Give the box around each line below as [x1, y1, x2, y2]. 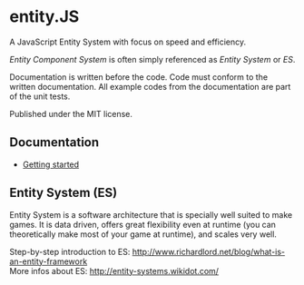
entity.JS [9, 6, 80, 27]
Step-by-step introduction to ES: [9, 246, 131, 257]
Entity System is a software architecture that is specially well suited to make [9, 209, 293, 220]
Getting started [22, 159, 80, 170]
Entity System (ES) [9, 185, 118, 201]
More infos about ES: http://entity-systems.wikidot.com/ [9, 265, 220, 276]
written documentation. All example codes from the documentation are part [9, 81, 291, 92]
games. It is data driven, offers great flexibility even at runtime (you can [9, 219, 277, 230]
